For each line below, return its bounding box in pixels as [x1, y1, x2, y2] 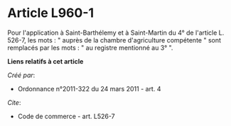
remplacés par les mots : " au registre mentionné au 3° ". [7, 43, 173, 52]
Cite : [7, 98, 21, 107]
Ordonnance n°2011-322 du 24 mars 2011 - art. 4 [17, 84, 161, 93]
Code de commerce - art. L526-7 [17, 112, 115, 120]
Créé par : [7, 71, 36, 79]
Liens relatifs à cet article [7, 57, 84, 65]
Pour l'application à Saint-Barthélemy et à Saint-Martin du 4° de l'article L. [7, 28, 225, 37]
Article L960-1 [7, 5, 95, 21]
